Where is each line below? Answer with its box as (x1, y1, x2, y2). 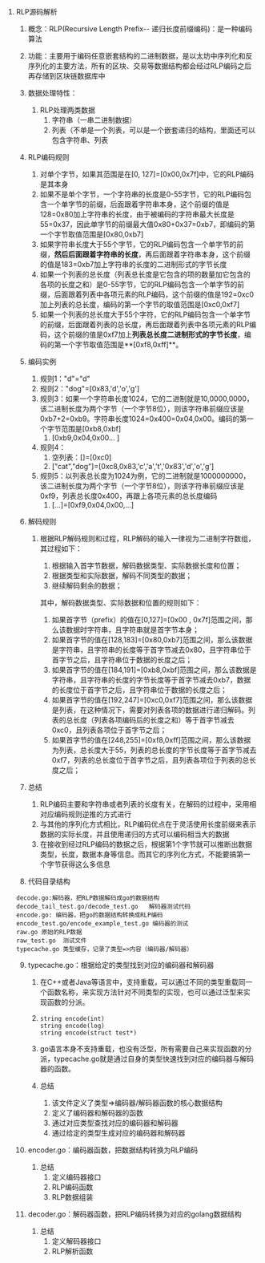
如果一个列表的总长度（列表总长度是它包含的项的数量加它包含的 (39, 269, 251, 279)
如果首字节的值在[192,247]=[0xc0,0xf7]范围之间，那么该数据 (51, 695, 253, 704)
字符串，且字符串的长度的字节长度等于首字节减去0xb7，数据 (51, 675, 251, 684)
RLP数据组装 (51, 1192, 94, 1201)
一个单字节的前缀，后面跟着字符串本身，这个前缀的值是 (46, 200, 230, 208)
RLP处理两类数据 (39, 105, 96, 115)
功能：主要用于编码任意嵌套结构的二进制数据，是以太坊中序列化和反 (27, 51, 253, 60)
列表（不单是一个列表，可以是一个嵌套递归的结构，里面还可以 (51, 125, 256, 135)
